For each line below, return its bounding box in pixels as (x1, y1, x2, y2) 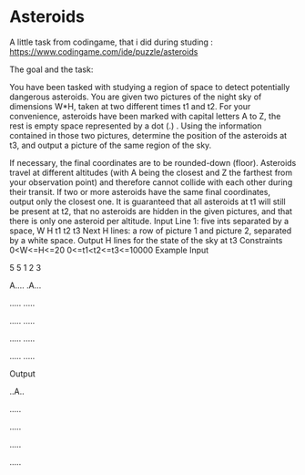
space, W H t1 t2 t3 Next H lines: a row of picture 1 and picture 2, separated (9, 225, 292, 236)
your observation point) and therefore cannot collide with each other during (9, 176, 293, 188)
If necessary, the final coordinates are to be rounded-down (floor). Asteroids (9, 157, 297, 168)
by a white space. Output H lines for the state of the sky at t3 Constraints (9, 234, 283, 245)
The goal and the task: (9, 64, 94, 75)
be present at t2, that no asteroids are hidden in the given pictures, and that (9, 205, 293, 216)
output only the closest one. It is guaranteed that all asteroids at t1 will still (9, 196, 286, 207)
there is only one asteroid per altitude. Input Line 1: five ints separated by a (9, 215, 290, 226)
